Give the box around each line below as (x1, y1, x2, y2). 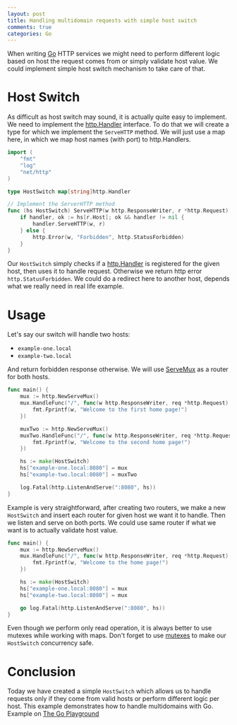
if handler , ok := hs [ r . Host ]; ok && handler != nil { (20, 214, 185, 221)
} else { (20, 227, 46, 234)
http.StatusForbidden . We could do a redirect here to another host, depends (7, 274, 230, 283)
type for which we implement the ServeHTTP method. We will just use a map (7, 128, 226, 137)
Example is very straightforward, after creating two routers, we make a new (7, 503, 226, 511)
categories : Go (7, 30, 52, 37)
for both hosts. (7, 373, 51, 381)
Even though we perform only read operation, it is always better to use (7, 624, 212, 632)
